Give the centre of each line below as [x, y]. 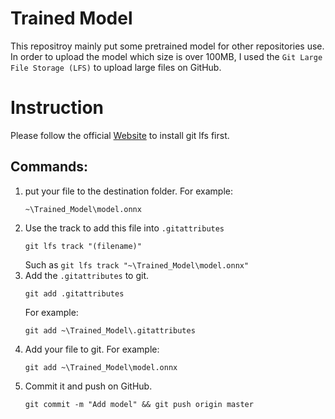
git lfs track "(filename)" [83, 246]
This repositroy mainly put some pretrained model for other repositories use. [167, 46]
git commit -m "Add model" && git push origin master [139, 404]
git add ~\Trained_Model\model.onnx [101, 367]
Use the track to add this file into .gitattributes [124, 228]
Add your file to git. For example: [92, 349]
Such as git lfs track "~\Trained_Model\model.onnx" [137, 264]
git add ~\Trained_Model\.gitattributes [110, 330]
